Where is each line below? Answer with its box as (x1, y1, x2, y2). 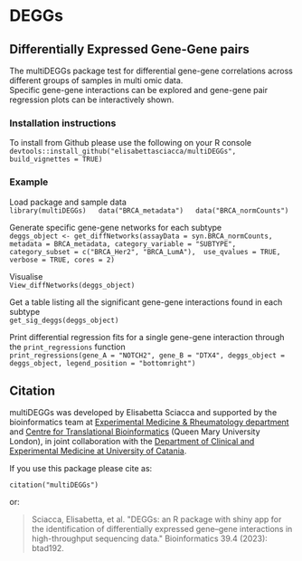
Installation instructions (9, 117, 117, 129)
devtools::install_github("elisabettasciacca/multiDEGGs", (9, 147, 237, 157)
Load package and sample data (9, 196, 127, 207)
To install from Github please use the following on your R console (9, 138, 251, 148)
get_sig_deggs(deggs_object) (9, 316, 119, 325)
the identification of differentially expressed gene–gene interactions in (31, 524, 293, 535)
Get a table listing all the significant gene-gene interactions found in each (9, 296, 283, 308)
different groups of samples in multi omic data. (9, 75, 184, 86)
